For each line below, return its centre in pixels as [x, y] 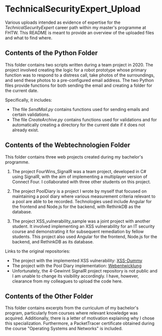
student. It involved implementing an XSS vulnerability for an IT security [83, 226]
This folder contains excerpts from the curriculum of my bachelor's [72, 308]
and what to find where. [29, 38]
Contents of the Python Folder [52, 53]
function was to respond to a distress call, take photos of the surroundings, [80, 75]
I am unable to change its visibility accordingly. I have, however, [75, 276]
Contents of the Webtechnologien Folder [68, 145]
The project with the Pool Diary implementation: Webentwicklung [77, 266]
